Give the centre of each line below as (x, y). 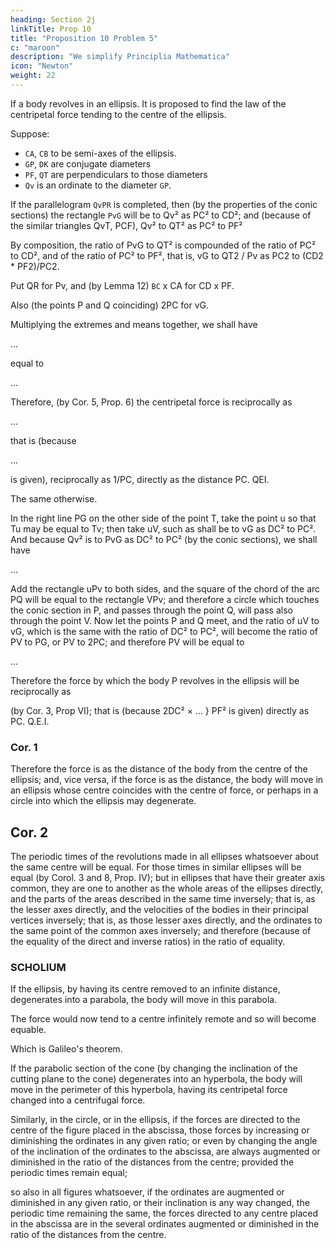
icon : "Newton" (42, 66)
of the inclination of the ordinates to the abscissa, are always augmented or (165, 1152)
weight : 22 (33, 76)
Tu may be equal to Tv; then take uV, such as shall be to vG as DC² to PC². (163, 528)
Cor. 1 (24, 747)
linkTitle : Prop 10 (51, 29)
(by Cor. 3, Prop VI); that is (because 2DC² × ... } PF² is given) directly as (160, 710)
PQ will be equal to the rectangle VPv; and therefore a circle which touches (165, 599)
